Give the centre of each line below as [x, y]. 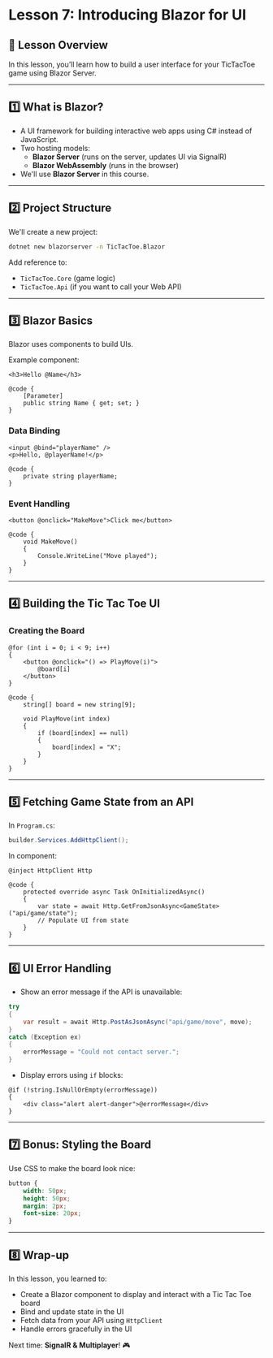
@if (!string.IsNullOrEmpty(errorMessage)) [83, 1090]
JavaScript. [39, 139]
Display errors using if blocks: [71, 1075]
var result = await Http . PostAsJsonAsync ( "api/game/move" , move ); [138, 1022]
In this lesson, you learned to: [58, 1278]
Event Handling [39, 504]
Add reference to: [38, 262]
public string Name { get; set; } [81, 404]
